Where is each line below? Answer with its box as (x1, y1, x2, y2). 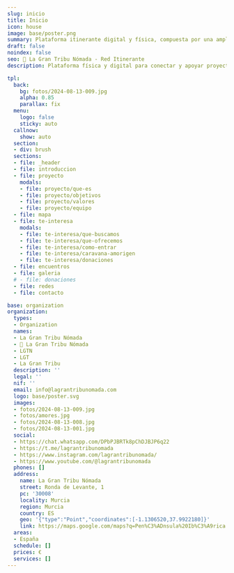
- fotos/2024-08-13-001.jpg (13, 426, 95, 433)
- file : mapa (13, 211, 52, 219)
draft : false (7, 43, 45, 50)
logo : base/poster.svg (13, 393, 79, 400)
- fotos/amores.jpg (13, 412, 70, 419)
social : (13, 432, 36, 439)
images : (13, 399, 36, 406)
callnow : (13, 126, 39, 133)
